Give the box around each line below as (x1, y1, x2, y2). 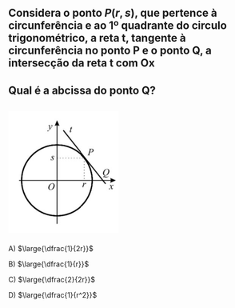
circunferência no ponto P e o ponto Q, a (8, 44, 212, 58)
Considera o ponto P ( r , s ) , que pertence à (8, 6, 217, 20)
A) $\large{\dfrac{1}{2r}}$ (8, 243, 94, 253)
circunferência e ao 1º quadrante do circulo (8, 19, 228, 33)
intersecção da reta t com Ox (8, 56, 155, 70)
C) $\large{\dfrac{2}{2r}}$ (8, 274, 96, 284)
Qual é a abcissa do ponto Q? (8, 83, 156, 97)
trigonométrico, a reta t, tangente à (8, 31, 186, 45)
